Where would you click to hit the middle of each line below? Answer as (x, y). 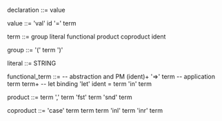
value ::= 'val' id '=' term (42, 23)
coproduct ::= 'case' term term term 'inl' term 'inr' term (85, 110)
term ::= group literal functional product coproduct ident (87, 36)
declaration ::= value (36, 10)
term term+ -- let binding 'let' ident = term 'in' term (79, 84)
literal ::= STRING (32, 63)
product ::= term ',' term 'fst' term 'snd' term (70, 97)
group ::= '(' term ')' (35, 50)
